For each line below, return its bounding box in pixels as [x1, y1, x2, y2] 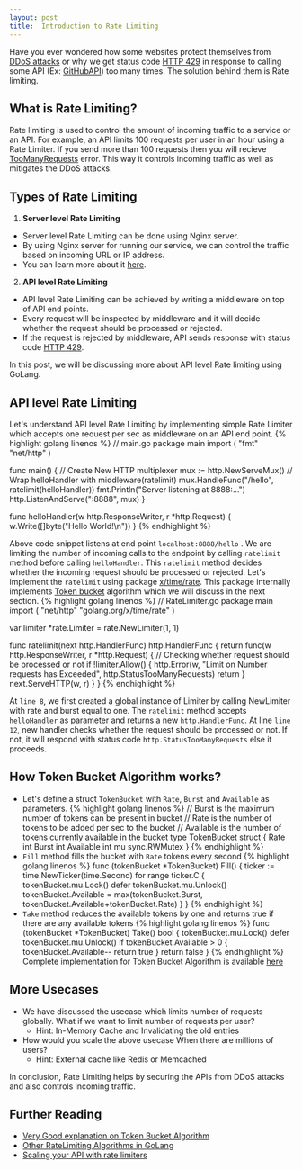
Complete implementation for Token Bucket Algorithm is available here [22, 956, 284, 967]
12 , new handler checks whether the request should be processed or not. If [9, 724, 288, 734]
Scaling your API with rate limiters [22, 1149, 148, 1161]
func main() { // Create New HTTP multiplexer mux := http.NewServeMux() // [9, 464, 293, 475]
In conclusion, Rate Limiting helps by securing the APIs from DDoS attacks [9, 1071, 285, 1082]
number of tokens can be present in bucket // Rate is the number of [22, 812, 272, 823]
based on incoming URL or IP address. [22, 249, 165, 261]
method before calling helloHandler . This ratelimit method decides [9, 557, 262, 568]
